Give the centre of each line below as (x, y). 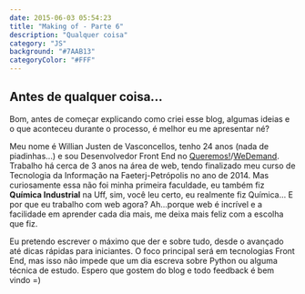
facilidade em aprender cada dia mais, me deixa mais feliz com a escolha (147, 214)
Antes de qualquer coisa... (86, 97)
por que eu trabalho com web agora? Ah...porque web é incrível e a (136, 204)
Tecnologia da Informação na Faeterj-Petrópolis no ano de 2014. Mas (139, 175)
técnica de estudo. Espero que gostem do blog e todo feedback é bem (142, 270)
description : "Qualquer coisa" (69, 35)
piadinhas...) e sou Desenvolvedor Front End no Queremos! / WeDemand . (144, 156)
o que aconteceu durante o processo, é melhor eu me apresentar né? (140, 128)
